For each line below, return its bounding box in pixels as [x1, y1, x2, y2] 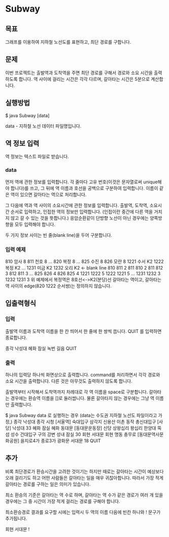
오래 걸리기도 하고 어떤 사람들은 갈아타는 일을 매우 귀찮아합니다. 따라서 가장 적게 [5, 475, 164, 481]
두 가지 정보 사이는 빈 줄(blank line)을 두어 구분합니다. [5, 232, 113, 238]
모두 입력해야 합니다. [14, 221, 56, 227]
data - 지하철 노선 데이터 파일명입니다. [5, 123, 82, 129]
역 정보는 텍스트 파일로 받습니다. [5, 153, 70, 160]
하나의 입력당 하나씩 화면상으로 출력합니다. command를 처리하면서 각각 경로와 [5, 372, 160, 378]
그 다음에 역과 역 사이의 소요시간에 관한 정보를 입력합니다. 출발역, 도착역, [5, 202, 149, 208]
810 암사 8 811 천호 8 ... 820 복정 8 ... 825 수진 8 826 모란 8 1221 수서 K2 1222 [5, 258, 164, 264]
